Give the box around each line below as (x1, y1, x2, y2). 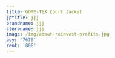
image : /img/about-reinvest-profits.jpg (6, 31, 110, 37)
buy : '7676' (6, 37, 36, 43)
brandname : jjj (6, 20, 45, 26)
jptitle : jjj (6, 14, 39, 21)
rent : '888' (6, 43, 36, 49)
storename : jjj (6, 25, 45, 32)
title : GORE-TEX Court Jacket (6, 8, 83, 15)
